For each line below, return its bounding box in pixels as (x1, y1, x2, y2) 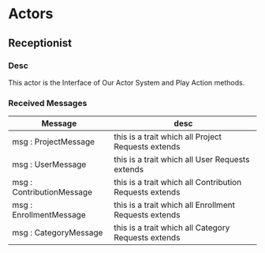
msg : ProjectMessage (12, 136, 95, 147)
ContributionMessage (12, 187, 93, 198)
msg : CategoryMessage (12, 227, 103, 238)
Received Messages (8, 97, 88, 108)
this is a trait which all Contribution (114, 177, 242, 188)
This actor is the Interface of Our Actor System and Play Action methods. (8, 77, 245, 87)
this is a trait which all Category (114, 222, 230, 233)
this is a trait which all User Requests (114, 154, 250, 165)
